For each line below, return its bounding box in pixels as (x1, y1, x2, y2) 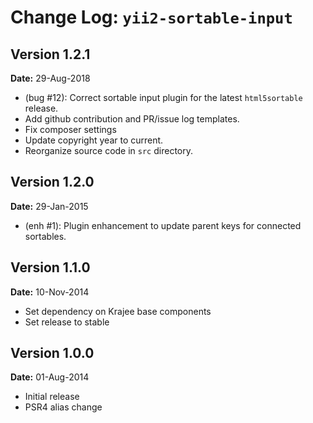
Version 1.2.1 (10, 46, 91, 63)
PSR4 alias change (24, 401, 103, 413)
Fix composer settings (24, 124, 117, 135)
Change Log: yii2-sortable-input (10, 6, 293, 29)
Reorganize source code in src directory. (24, 145, 193, 156)
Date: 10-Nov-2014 (10, 286, 90, 298)
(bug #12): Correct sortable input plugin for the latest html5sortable (24, 92, 303, 103)
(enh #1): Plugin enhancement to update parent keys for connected (24, 219, 302, 231)
